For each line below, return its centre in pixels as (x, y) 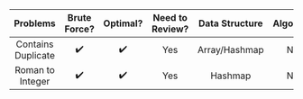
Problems (35, 23)
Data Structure (230, 23)
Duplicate (35, 55)
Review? (170, 29)
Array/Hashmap (230, 50)
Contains (35, 44)
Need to (170, 18)
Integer (35, 81)
